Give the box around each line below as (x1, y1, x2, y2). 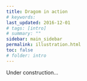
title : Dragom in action (6, 8, 68, 15)
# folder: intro (6, 53, 46, 59)
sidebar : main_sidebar (6, 36, 63, 42)
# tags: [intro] (6, 25, 46, 31)
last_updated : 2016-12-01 (6, 20, 70, 25)
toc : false (6, 47, 33, 53)
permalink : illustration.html (6, 42, 82, 48)
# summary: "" (6, 31, 42, 37)
